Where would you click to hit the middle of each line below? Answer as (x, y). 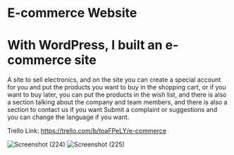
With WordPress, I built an (85, 45)
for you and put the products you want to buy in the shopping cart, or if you (117, 87)
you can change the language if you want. (68, 117)
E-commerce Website (72, 13)
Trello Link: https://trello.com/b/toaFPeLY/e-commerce (87, 131)
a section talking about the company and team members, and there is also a (117, 102)
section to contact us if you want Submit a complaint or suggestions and (112, 110)
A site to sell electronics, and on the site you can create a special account (114, 80)
